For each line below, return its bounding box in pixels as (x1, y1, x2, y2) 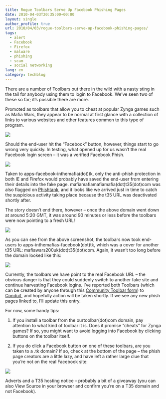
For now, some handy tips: (5, 307, 60, 313)
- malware (9, 49, 30, 54)
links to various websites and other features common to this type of (5, 117, 144, 123)
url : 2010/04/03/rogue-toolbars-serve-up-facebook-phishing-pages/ (5, 26, 149, 31)
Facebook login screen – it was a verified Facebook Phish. (5, 152, 125, 158)
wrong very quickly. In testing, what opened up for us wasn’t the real (5, 146, 146, 152)
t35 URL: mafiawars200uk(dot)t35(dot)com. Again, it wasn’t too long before (5, 247, 161, 253)
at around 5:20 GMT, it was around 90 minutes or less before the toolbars (5, 212, 157, 218)
